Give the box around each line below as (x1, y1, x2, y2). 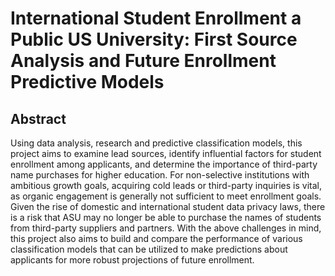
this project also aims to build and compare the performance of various (10, 233, 303, 244)
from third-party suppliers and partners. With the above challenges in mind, (10, 222, 322, 234)
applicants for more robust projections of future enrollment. (10, 254, 255, 266)
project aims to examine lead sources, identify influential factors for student (10, 148, 322, 159)
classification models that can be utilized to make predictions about (10, 243, 288, 255)
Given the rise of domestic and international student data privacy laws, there (10, 201, 326, 212)
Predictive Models (10, 71, 165, 94)
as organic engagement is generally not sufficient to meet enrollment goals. (10, 190, 322, 202)
